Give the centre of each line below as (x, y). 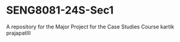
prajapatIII (18, 33)
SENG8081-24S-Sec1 (60, 10)
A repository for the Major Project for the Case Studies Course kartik (90, 27)
